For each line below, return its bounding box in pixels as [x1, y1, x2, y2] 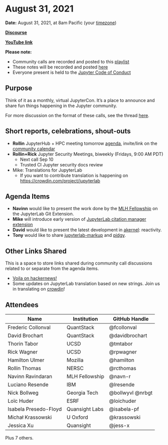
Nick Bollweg [8, 389, 39, 396]
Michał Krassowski [8, 414, 52, 420]
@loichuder [109, 398, 136, 404]
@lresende [109, 381, 135, 388]
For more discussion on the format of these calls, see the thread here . [5, 112, 149, 118]
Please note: [5, 49, 32, 55]
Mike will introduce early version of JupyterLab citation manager [12, 216, 146, 222]
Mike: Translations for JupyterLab [12, 167, 83, 173]
